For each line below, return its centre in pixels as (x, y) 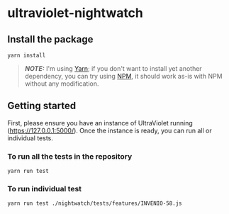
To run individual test (45, 189)
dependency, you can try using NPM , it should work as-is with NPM (123, 76)
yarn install (27, 55)
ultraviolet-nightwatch (76, 13)
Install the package (50, 39)
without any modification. (62, 84)
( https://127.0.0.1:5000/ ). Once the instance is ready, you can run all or (110, 130)
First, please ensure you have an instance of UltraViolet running (100, 123)
